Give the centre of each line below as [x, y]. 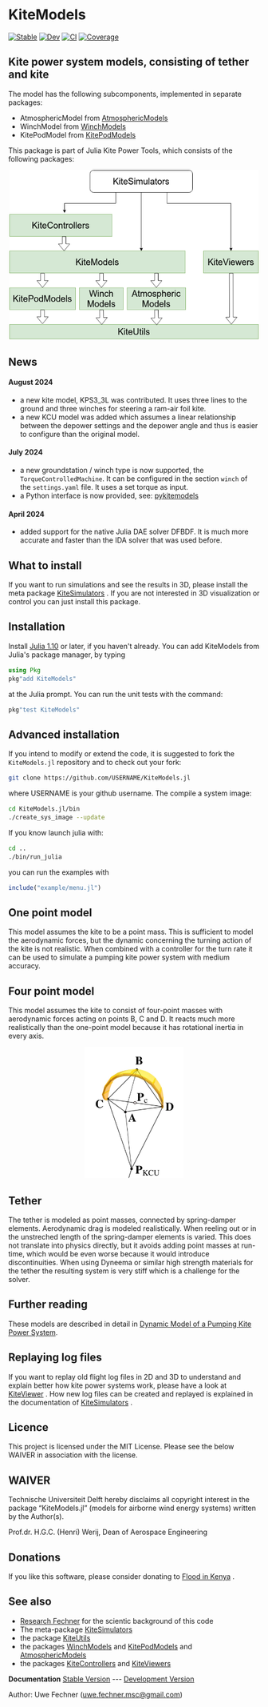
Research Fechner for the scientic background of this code [116, 1621]
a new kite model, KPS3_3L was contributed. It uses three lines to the [133, 400]
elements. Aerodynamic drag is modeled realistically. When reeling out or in [132, 1228]
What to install [45, 565]
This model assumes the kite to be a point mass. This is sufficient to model [131, 932]
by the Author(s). [36, 1517]
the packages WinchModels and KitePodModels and [106, 1646]
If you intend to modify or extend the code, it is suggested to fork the [122, 754]
